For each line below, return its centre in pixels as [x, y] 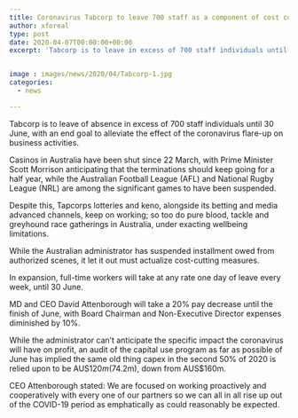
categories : [31, 83]
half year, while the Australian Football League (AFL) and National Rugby [141, 178]
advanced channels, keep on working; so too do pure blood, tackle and [139, 215]
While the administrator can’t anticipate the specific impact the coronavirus [146, 340]
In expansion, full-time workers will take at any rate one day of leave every [145, 277]
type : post [29, 34]
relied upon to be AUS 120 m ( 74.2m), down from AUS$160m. [118, 368]
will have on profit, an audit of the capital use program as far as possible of [146, 349]
